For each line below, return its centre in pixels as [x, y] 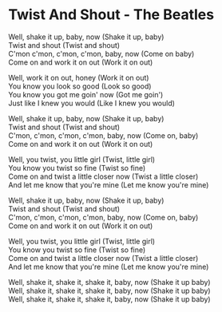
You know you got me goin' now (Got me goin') [86, 94]
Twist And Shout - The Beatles [111, 15]
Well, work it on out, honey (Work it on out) [79, 77]
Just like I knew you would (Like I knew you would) [92, 103]
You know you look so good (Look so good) [80, 86]
